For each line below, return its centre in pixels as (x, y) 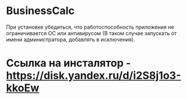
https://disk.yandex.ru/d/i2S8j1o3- (93, 76)
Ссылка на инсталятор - (69, 63)
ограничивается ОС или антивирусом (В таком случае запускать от (91, 33)
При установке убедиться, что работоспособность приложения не (90, 27)
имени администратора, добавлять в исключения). (71, 39)
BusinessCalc (40, 11)
